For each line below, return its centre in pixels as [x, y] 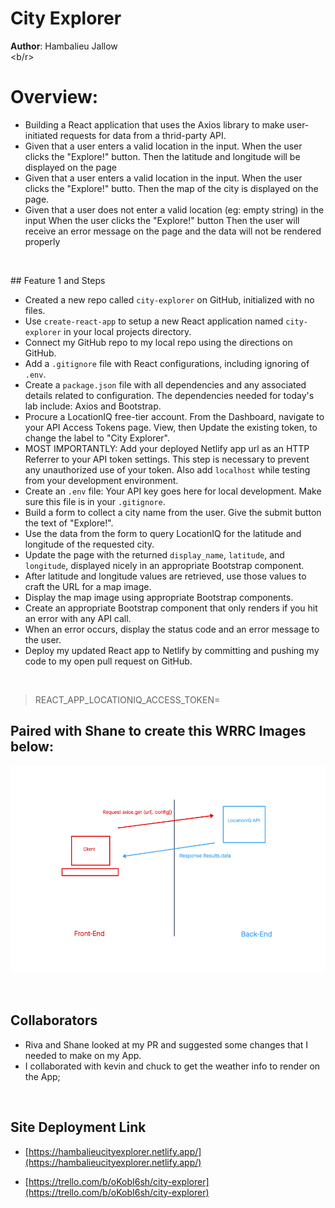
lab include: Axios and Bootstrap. [93, 406]
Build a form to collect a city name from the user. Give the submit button [173, 512]
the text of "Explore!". [69, 523]
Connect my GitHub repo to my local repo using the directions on [158, 342]
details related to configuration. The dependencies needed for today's [169, 395]
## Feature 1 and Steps [58, 280]
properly [42, 241]
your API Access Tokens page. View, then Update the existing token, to [171, 427]
